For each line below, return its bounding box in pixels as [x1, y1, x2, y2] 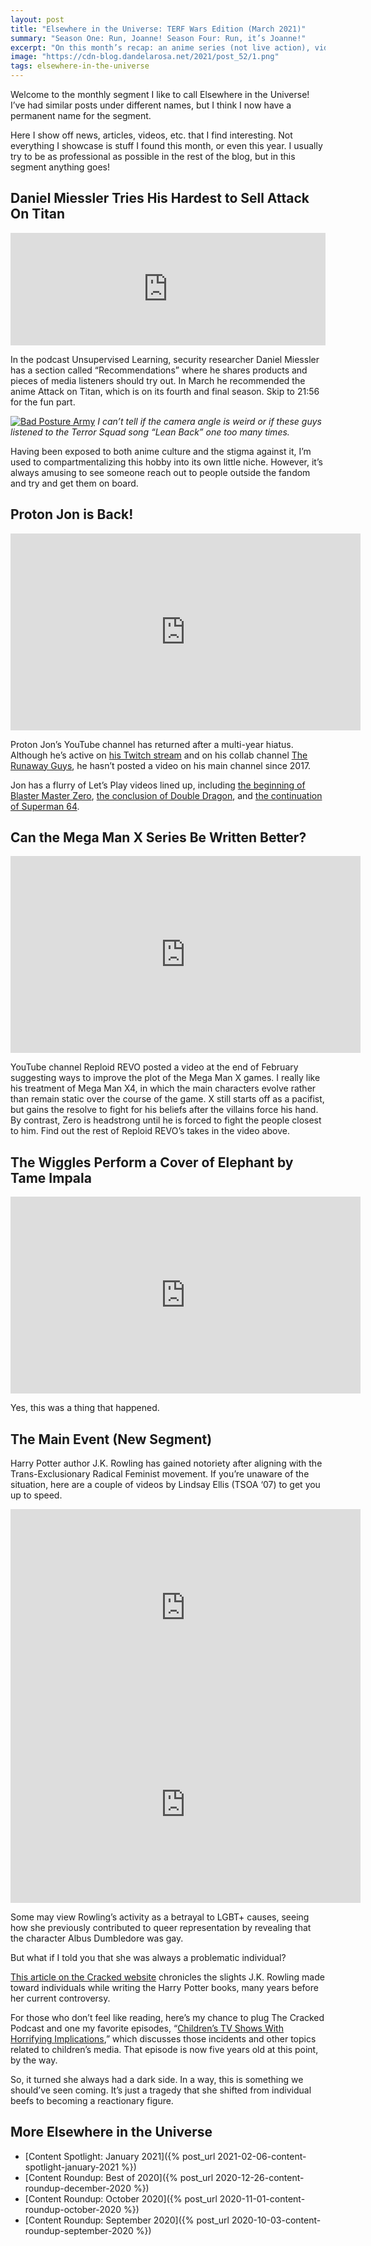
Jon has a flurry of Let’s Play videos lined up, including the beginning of [10, 779, 306, 791]
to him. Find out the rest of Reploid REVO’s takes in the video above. [10, 1125, 290, 1137]
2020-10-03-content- [231, 2214, 322, 2226]
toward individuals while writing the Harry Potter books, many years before [10, 1982, 319, 1994]
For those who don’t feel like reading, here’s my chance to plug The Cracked [10, 2012, 325, 2024]
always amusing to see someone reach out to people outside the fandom [10, 466, 311, 478]
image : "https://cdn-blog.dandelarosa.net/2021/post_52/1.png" [10, 52, 280, 62]
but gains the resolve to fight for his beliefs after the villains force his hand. [10, 1104, 319, 1116]
